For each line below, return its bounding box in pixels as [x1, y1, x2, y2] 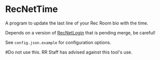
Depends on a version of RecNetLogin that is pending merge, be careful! [5, 29, 155, 35]
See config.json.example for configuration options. [5, 39, 112, 45]
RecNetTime [5, 3, 58, 15]
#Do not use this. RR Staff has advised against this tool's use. [5, 49, 132, 55]
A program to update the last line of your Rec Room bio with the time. [5, 20, 148, 26]
